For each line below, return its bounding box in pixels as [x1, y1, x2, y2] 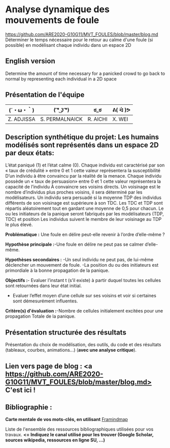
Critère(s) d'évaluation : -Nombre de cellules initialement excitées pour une [5, 308, 163, 314]
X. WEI [112, 116, 128, 123]
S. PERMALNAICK [40, 116, 83, 123]
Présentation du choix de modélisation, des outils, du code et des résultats [5, 342, 161, 348]
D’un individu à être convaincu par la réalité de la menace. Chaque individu [5, 173, 162, 179]
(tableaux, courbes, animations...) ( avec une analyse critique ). [5, 347, 137, 353]
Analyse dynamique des [5, 4, 110, 15]
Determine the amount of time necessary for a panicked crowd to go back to [5, 70, 165, 76]
